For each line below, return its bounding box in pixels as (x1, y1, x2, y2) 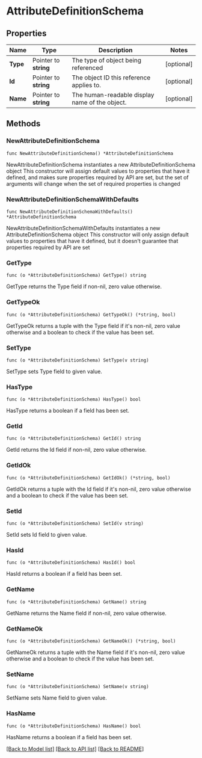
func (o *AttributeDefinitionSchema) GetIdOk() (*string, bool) (6, 475, 171, 481)
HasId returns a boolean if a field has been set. (6, 570, 122, 578)
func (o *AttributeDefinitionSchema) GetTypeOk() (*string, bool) (6, 312, 176, 318)
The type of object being (72, 56, 142, 64)
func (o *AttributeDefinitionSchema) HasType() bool (6, 396, 141, 402)
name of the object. (72, 98, 127, 106)
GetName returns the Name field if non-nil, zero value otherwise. (6, 609, 167, 617)
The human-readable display (72, 91, 155, 99)
